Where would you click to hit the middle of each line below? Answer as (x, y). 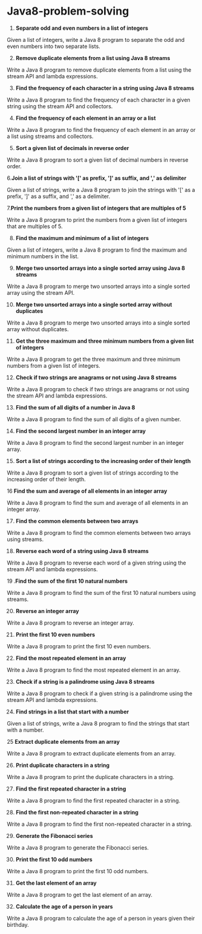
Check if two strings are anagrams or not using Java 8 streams (96, 377)
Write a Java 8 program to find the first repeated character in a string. (94, 800)
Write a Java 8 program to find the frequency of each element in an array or (101, 129)
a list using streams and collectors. (50, 136)
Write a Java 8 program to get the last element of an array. (80, 895)
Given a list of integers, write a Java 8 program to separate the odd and (96, 39)
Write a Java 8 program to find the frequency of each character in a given (99, 100)
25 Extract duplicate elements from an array (64, 741)
